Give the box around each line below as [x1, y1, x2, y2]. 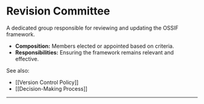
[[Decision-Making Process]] [15, 85, 88, 92]
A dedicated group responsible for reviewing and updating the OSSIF [6, 24, 179, 31]
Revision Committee [6, 4, 110, 18]
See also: [6, 67, 30, 74]
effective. [15, 55, 39, 62]
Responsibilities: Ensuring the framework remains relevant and [15, 48, 174, 56]
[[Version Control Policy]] [15, 79, 79, 86]
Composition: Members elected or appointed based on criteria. [15, 42, 174, 50]
